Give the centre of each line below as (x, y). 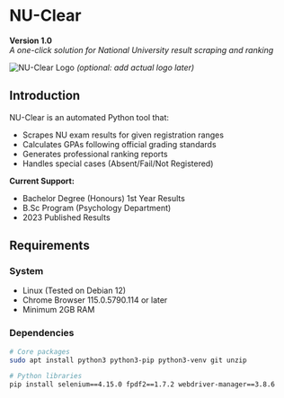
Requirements (49, 246)
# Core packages (40, 351)
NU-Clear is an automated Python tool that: (89, 117)
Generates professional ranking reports (95, 154)
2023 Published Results (66, 217)
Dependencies (42, 333)
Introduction (45, 96)
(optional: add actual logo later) (135, 67)
